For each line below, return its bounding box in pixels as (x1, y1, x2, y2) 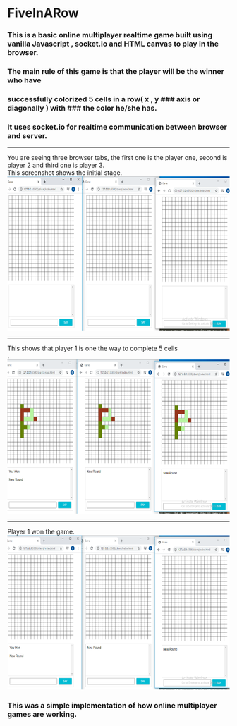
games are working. (7, 710, 78, 720)
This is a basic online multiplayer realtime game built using (7, 30, 213, 40)
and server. (7, 130, 48, 140)
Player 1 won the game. (7, 527, 75, 536)
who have (7, 75, 42, 85)
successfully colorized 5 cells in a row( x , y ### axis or (7, 94, 200, 104)
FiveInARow (7, 5, 79, 21)
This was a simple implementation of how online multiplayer (7, 701, 217, 710)
